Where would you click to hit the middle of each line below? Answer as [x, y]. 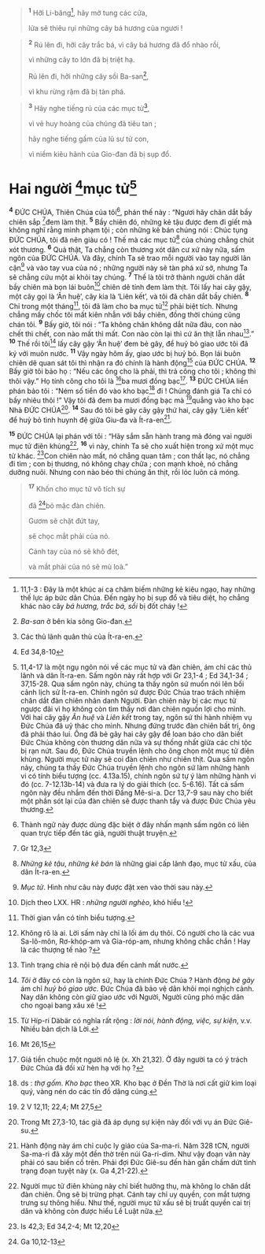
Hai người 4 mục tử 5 [73, 187]
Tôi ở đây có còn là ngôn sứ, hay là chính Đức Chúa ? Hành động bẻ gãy [137, 980]
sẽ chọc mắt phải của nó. [69, 536]
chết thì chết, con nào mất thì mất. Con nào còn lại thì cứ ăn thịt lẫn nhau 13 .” [132, 333]
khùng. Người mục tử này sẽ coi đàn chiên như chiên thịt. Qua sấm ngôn [137, 759]
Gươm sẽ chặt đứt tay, [64, 521]
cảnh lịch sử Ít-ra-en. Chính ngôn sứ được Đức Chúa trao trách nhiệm [133, 692]
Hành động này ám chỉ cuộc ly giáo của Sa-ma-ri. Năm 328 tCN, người [135, 1145]
